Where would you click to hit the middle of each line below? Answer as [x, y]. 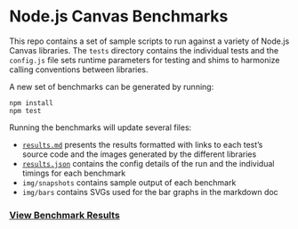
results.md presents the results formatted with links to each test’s [142, 144]
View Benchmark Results [64, 215]
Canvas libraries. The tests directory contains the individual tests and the [144, 50]
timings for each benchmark [74, 173]
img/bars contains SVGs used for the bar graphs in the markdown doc [150, 192]
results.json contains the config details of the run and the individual [148, 163]
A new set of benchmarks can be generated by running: [112, 86]
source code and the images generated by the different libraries [139, 154]
